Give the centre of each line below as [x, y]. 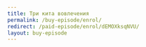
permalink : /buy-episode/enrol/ [54, 20]
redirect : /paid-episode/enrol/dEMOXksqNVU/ [73, 26]
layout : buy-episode [38, 33]
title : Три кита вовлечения [48, 13]
